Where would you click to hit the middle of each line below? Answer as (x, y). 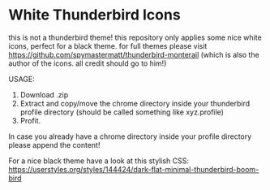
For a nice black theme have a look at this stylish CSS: (99, 161)
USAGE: (21, 79)
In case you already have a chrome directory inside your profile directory (130, 136)
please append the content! (54, 145)
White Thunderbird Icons (94, 15)
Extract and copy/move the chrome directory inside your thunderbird (135, 103)
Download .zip (44, 94)
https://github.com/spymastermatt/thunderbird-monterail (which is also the (134, 54)
